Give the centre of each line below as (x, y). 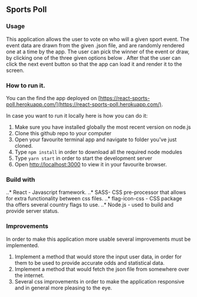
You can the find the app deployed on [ (53, 98)
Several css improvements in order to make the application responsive (99, 281)
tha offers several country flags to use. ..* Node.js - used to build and (90, 205)
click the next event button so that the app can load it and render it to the (94, 64)
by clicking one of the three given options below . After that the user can (94, 57)
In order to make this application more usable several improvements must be (98, 239)
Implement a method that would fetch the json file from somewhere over (102, 269)
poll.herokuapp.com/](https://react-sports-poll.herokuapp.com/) (84, 104)
